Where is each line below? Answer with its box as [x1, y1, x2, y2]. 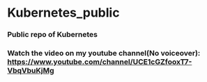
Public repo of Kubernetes [7, 30, 98, 40]
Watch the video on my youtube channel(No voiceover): [7, 49, 201, 58]
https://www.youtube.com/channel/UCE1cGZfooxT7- [7, 57, 192, 67]
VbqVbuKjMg [7, 66, 54, 76]
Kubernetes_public [7, 5, 120, 21]
